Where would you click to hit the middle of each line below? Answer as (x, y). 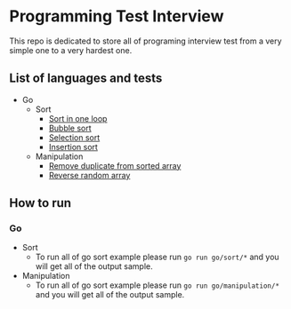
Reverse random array (89, 175)
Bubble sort (70, 128)
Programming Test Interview (117, 16)
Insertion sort (73, 147)
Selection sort (74, 137)
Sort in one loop (78, 118)
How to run (40, 203)
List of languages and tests (86, 79)
